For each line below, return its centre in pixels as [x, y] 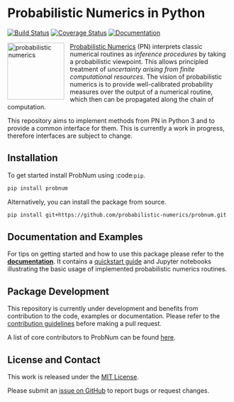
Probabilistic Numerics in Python [106, 13]
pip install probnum [38, 188]
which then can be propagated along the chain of [142, 99]
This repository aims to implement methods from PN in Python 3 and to [111, 120]
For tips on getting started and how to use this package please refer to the [116, 254]
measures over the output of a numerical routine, [141, 92]
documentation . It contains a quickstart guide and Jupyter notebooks [109, 261]
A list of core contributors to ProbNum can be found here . [91, 337]
